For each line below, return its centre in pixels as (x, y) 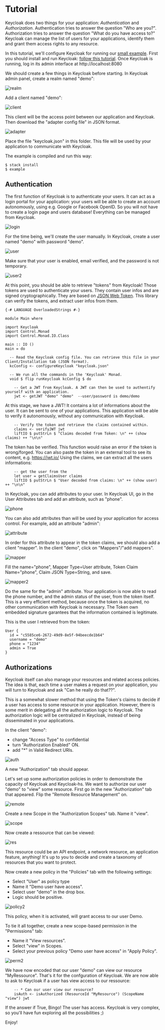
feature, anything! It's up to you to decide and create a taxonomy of (73, 857)
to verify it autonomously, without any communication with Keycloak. (75, 416)
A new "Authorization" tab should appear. (47, 769)
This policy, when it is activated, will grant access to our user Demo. (74, 916)
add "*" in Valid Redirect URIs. (43, 750)
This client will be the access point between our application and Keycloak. (80, 116)
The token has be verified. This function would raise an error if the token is (81, 447)
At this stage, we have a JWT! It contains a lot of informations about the (78, 405)
